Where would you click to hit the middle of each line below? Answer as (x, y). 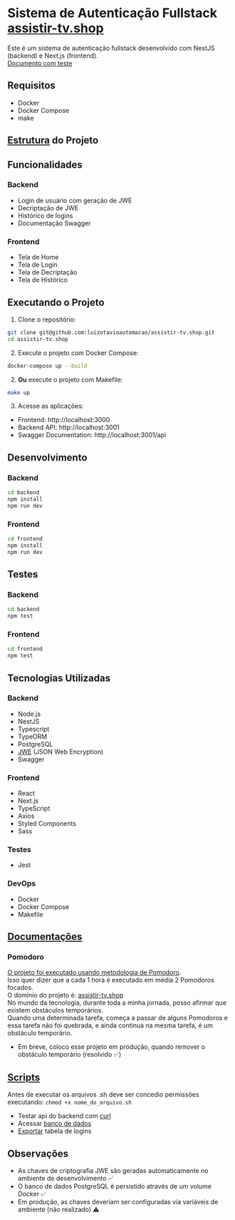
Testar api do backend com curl (64, 1116)
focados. (20, 988)
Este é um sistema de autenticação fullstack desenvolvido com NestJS (111, 48)
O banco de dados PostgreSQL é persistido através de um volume (115, 1186)
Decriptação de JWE (48, 207)
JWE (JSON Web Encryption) (61, 752)
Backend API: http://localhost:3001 (68, 427)
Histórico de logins (45, 215)
